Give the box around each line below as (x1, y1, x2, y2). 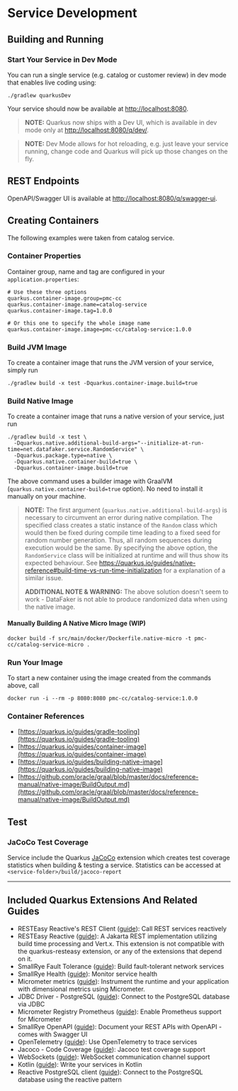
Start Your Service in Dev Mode (7, 55, 118, 65)
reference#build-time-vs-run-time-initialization (24, 566, 162, 575)
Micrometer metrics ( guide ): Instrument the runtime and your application (17, 977, 229, 985)
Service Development (7, 5, 137, 21)
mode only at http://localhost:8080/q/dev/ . (24, 126, 149, 134)
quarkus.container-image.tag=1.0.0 (7, 307, 113, 314)
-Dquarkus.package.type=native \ (13, 452, 113, 460)
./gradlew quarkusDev (7, 92, 72, 99)
